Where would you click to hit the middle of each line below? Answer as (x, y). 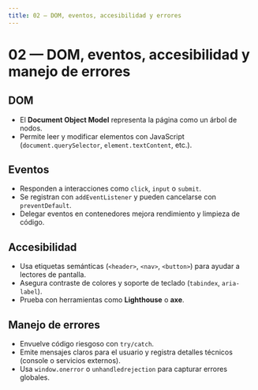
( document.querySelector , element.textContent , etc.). (106, 145)
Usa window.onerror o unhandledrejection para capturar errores (123, 369)
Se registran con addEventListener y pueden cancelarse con (118, 197)
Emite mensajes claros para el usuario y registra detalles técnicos (126, 352)
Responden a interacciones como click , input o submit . (110, 189)
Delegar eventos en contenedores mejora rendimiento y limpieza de (130, 214)
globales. (34, 377)
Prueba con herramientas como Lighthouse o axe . (102, 300)
